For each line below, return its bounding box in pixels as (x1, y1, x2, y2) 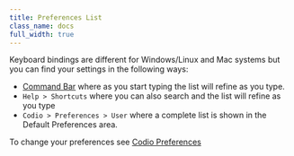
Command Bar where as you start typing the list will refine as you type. (22, 82, 285, 92)
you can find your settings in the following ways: (9, 64, 189, 74)
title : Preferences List (9, 13, 102, 22)
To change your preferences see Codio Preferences (9, 136, 202, 148)
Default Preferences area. (22, 119, 119, 130)
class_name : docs (9, 22, 75, 30)
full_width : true (9, 30, 75, 39)
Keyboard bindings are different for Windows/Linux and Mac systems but (9, 55, 281, 65)
